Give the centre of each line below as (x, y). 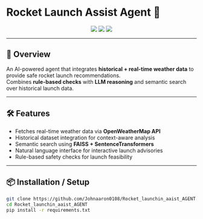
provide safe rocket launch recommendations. (63, 75)
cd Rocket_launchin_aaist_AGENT (47, 205)
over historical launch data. (40, 88)
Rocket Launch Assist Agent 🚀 (83, 12)
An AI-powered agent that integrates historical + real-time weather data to (100, 69)
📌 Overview (28, 55)
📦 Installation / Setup (48, 182)
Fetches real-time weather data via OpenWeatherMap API (88, 131)
